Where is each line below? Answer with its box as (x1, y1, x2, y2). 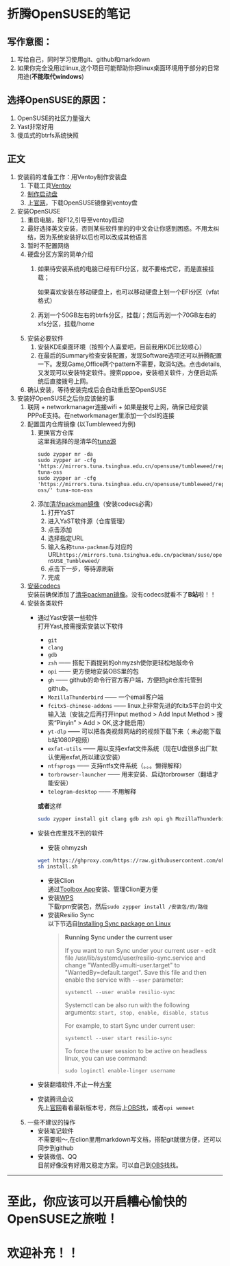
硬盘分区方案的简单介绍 (27, 250, 94, 258)
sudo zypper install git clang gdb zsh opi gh (37, 815, 173, 822)
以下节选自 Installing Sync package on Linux (47, 919, 171, 928)
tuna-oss (37, 468, 63, 476)
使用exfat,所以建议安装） (53, 752, 125, 761)
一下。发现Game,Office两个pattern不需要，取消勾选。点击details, (37, 360, 222, 368)
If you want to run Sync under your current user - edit (64, 947, 216, 955)
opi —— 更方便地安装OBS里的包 (47, 667, 139, 675)
